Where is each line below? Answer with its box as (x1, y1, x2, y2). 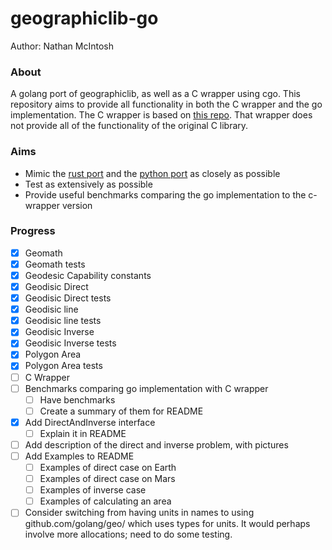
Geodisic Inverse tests (24, 337, 117, 349)
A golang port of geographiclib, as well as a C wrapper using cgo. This (10, 88, 301, 100)
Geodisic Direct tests (24, 292, 112, 304)
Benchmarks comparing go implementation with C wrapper (24, 382, 269, 394)
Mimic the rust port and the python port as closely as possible (24, 167, 281, 179)
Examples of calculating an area (39, 495, 172, 507)
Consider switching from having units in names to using (24, 507, 255, 519)
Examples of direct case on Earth (39, 462, 177, 474)
